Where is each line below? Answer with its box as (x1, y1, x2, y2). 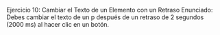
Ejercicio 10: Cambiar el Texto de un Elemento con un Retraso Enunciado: (6, 6, 213, 14)
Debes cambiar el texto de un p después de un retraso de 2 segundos (6, 13, 204, 21)
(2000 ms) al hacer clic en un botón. (6, 21, 110, 28)
